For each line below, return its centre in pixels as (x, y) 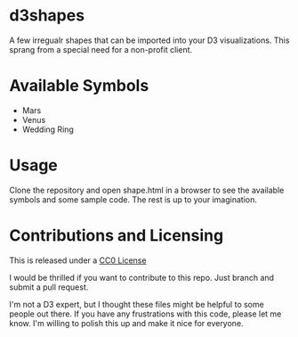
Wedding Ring (48, 129)
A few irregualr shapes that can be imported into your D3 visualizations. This (149, 40)
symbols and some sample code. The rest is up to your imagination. (133, 199)
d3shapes (47, 16)
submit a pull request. (49, 287)
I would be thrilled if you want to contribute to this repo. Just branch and (141, 277)
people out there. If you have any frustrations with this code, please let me (145, 314)
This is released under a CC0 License (78, 260)
